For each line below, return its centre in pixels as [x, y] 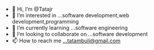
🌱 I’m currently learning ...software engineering [70, 28]
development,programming [45, 21]
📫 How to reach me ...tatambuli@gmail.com [66, 41]
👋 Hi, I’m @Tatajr [32, 9]
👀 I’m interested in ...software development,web [70, 15]
